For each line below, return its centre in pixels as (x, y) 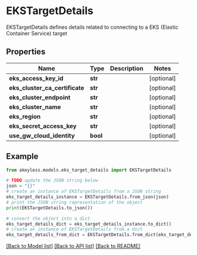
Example (22, 157)
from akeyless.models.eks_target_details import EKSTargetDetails (89, 170)
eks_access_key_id (36, 78)
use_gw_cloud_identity (42, 135)
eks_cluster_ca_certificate (47, 88)
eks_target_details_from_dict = (45, 235)
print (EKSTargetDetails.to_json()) (50, 208)
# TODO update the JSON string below (52, 180)
